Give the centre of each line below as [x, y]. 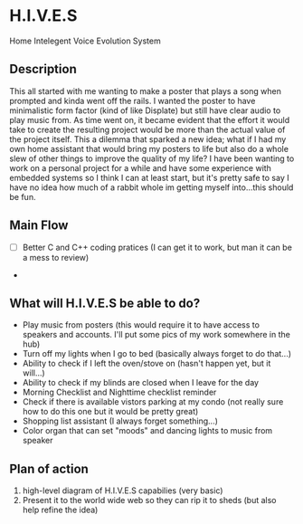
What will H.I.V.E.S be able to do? [105, 304]
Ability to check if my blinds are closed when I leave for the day [141, 383]
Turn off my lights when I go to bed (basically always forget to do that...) [157, 354]
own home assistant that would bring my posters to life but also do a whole [149, 148]
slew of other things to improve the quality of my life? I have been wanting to [152, 158]
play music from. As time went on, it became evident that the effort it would [150, 119]
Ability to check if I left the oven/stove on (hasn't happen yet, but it [147, 364]
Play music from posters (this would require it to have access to [141, 325]
